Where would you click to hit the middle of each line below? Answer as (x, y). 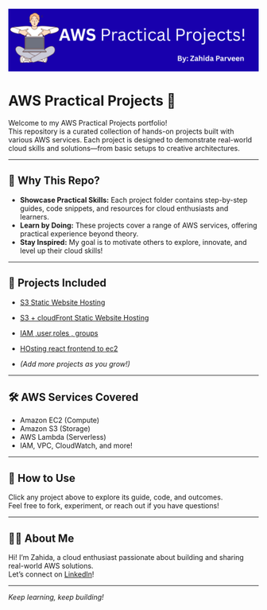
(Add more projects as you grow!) (75, 363)
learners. (34, 216)
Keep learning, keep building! (56, 597)
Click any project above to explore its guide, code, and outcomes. (116, 497)
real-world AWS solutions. (51, 566)
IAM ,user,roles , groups (59, 333)
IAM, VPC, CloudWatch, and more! (76, 445)
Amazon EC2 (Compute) (60, 420)
